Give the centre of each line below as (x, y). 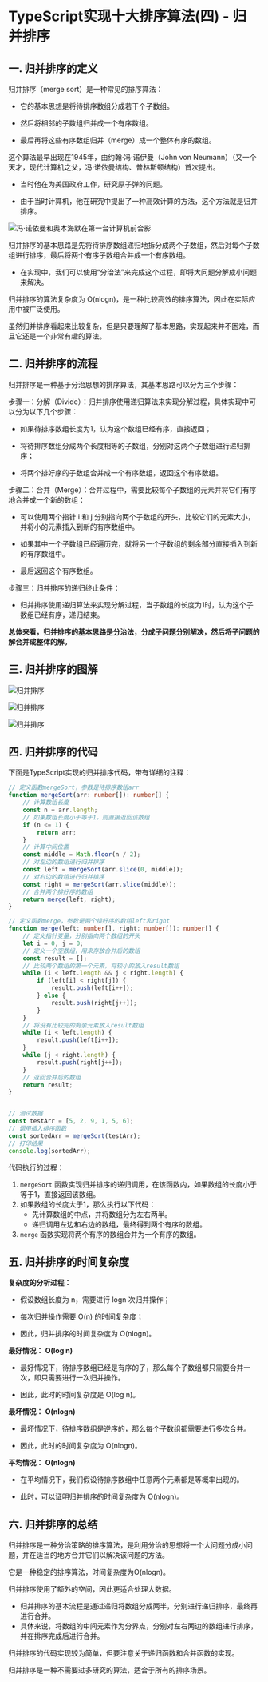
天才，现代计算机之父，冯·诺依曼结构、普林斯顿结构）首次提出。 (114, 167)
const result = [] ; (55, 958)
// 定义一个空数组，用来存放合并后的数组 (82, 951)
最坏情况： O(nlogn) (42, 1412)
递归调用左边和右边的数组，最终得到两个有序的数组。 (119, 1224)
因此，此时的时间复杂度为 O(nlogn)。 (81, 1446)
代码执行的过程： (36, 1167)
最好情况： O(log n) (41, 1351)
